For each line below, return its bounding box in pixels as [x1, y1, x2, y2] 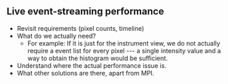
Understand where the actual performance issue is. [16, 61, 167, 69]
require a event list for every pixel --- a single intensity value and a [27, 46, 222, 55]
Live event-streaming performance [6, 6, 164, 17]
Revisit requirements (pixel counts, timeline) [16, 24, 145, 32]
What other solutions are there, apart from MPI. [16, 69, 155, 77]
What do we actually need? [16, 31, 97, 40]
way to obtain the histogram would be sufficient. [27, 54, 168, 62]
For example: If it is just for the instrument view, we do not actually [27, 38, 220, 48]
